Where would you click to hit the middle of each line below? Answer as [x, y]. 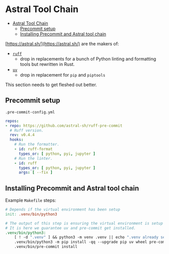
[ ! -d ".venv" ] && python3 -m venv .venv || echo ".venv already [86, 237]
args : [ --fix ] [35, 172]
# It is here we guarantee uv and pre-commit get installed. [71, 228]
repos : [12, 121]
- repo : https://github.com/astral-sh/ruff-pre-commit [64, 125]
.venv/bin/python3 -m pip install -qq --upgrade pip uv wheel [81, 242]
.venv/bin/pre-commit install [46, 247]
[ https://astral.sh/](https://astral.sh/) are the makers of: [62, 43]
